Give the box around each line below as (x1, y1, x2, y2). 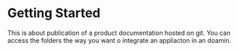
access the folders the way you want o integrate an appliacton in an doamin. (7, 36, 232, 44)
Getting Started (7, 5, 101, 21)
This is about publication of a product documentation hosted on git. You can (7, 28, 231, 37)
